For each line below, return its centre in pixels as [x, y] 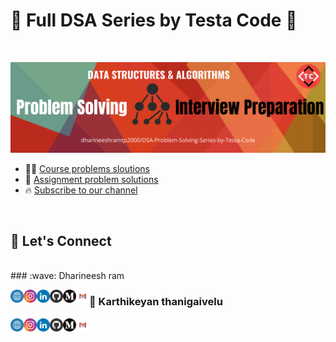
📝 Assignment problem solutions [91, 179]
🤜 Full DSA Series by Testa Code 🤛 [154, 20]
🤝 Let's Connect [61, 241]
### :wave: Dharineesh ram [67, 276]
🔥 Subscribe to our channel [81, 190]
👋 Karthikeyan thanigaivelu [156, 302]
